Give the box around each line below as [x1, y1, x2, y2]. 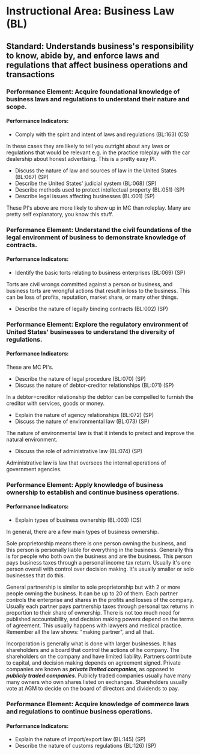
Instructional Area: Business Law [6, 4, 175, 18]
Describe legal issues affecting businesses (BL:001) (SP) [14, 192, 155, 199]
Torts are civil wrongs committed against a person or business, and [6, 280, 173, 287]
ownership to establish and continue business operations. [6, 488, 180, 497]
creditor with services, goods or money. [6, 399, 105, 407]
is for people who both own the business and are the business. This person [6, 553, 193, 560]
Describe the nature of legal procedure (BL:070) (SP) [14, 375, 146, 382]
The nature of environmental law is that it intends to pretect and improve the [6, 429, 195, 436]
